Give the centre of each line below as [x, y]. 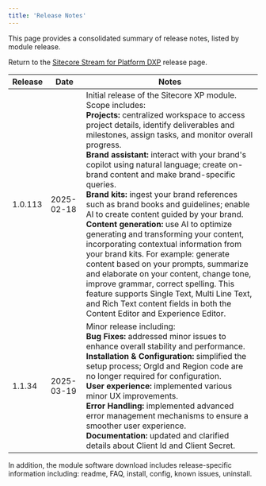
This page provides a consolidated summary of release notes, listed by [124, 38]
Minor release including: [131, 326]
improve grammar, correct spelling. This [160, 283]
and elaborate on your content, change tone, [169, 273]
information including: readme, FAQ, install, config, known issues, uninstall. [130, 473]
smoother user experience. [136, 426]
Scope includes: [116, 105]
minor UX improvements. [132, 395]
